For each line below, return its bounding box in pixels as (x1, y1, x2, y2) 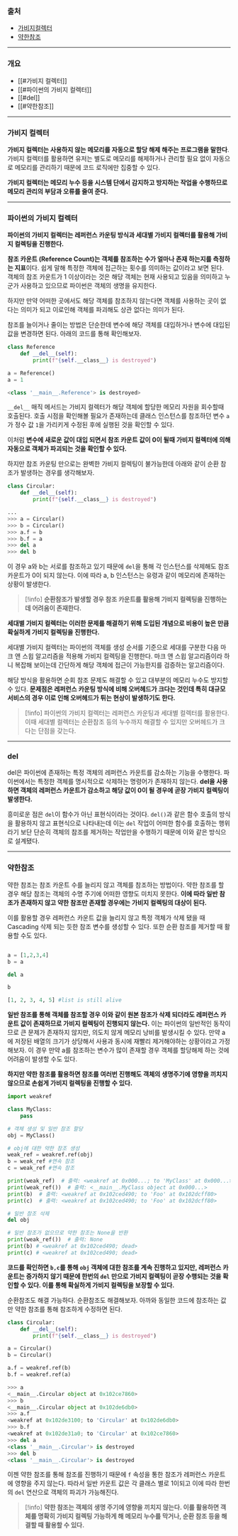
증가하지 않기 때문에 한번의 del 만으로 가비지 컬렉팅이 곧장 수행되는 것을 (25, 1272, 222, 1280)
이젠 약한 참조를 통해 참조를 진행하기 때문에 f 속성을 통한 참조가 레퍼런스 (7, 1470, 207, 1479)
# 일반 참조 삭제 (7, 1210, 50, 1217)
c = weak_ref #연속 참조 (7, 1164, 75, 1172)
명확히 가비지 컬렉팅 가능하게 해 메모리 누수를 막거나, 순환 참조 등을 (38, 1512, 220, 1520)
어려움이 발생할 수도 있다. (7, 1055, 78, 1063)
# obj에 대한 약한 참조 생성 (7, 1144, 80, 1152)
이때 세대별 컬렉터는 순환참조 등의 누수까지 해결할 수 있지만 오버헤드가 (24, 718, 218, 726)
